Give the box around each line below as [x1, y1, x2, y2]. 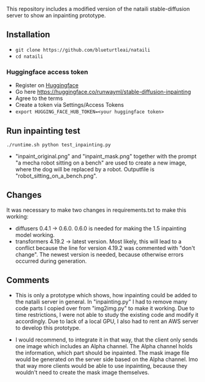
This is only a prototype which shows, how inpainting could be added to [15, 291, 198, 298]
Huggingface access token [6, 68, 88, 76]
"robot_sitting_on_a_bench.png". [15, 172, 98, 179]
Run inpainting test [6, 125, 81, 136]
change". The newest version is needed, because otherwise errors [15, 251, 184, 258]
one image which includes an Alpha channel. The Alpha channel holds [15, 342, 193, 349]
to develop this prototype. [15, 324, 81, 331]
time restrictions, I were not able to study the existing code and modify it [15, 311, 199, 318]
